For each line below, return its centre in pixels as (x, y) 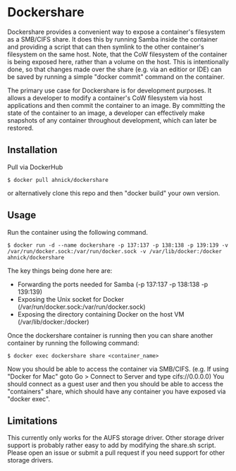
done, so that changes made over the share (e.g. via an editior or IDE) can (114, 69)
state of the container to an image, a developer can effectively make (106, 113)
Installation (32, 150)
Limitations (32, 421)
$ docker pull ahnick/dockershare (58, 180)
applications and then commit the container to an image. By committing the (116, 105)
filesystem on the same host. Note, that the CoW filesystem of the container (117, 54)
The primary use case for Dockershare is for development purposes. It (110, 90)
